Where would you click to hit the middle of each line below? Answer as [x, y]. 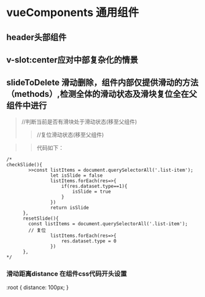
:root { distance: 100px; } [37, 287]
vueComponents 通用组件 [73, 13]
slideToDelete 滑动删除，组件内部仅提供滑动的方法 [102, 83]
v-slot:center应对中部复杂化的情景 [72, 60]
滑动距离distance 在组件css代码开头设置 [67, 274]
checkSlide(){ [25, 164]
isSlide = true [92, 191]
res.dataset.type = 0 [89, 241]
